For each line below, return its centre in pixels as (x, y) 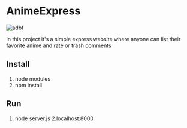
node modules (33, 78)
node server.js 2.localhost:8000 (54, 118)
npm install (28, 85)
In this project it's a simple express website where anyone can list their (93, 39)
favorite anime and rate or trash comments (59, 45)
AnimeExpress (43, 11)
